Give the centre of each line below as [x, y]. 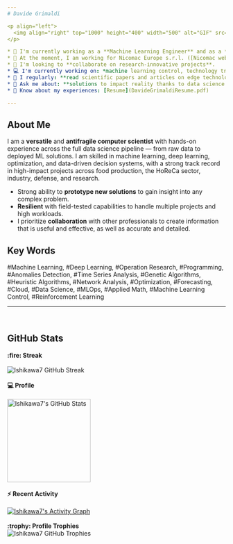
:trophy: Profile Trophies [43, 526]
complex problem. [43, 199]
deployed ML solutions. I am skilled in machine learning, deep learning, [109, 156]
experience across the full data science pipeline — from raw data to [104, 149]
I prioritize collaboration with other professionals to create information [118, 221]
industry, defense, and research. [54, 179]
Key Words [31, 250]
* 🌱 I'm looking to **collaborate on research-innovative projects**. [111, 65]
